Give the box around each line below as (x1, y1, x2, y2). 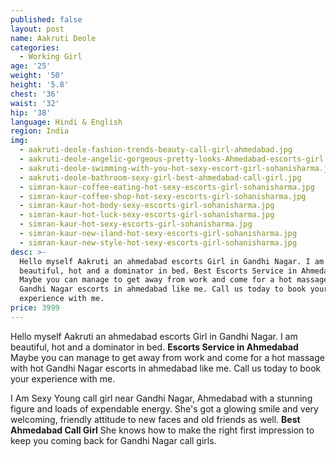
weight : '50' (10, 71, 65, 81)
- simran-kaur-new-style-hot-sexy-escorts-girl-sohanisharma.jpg (19, 237, 298, 248)
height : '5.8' (10, 80, 70, 90)
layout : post (10, 24, 65, 34)
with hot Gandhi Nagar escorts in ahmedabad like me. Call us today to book (10, 362, 322, 374)
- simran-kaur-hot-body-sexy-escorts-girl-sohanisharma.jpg (19, 201, 275, 211)
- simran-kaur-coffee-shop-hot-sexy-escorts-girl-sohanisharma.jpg (19, 191, 307, 201)
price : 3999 (10, 303, 60, 313)
